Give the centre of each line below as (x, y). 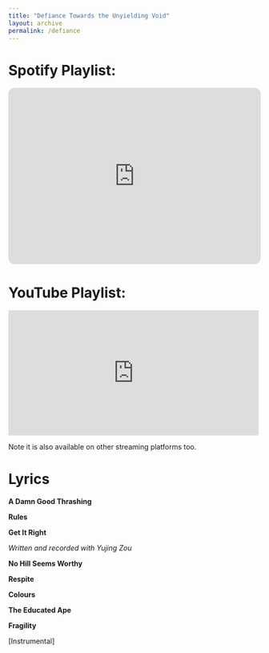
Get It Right (27, 533)
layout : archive (35, 23)
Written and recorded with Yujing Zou (70, 548)
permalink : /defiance (44, 30)
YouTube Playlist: (67, 292)
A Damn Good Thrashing (50, 502)
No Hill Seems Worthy (45, 564)
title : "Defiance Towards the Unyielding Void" (89, 16)
